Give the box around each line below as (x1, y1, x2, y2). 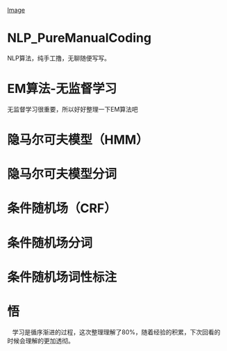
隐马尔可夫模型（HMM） (7, 132, 149, 148)
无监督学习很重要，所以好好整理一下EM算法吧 (7, 105, 139, 113)
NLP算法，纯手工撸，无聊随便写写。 (7, 53, 111, 62)
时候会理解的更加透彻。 (7, 336, 74, 345)
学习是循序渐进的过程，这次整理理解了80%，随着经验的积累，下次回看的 (12, 327, 221, 336)
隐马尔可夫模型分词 (7, 166, 117, 182)
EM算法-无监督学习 (7, 81, 117, 96)
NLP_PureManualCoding (7, 31, 151, 46)
